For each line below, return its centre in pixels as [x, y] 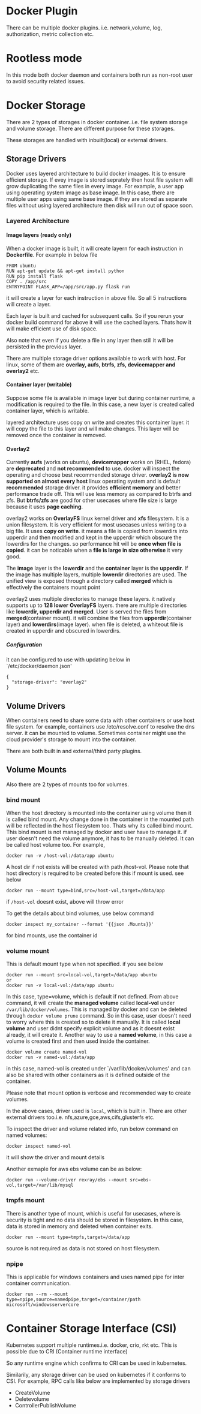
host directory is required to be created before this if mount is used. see [95, 873]
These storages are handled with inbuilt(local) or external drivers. [87, 140]
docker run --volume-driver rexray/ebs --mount [67, 1180]
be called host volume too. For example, [56, 845]
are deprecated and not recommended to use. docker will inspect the [93, 468]
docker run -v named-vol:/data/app [51, 1058]
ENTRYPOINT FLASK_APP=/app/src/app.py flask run [68, 287]
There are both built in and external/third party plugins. [74, 751]
